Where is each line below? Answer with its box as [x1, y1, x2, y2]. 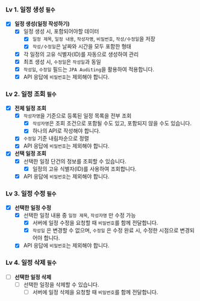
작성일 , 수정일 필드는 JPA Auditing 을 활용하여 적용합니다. [23, 65, 155, 73]
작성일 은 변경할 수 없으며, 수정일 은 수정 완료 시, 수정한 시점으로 [32, 227, 179, 234]
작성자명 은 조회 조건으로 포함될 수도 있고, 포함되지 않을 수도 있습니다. [32, 119, 192, 127]
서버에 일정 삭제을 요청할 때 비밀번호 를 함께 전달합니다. [32, 288, 158, 296]
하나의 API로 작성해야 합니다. [32, 127, 101, 135]
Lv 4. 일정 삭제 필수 [5, 258, 57, 267]
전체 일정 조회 [14, 104, 46, 112]
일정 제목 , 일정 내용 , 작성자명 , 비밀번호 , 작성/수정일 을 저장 [32, 35, 156, 43]
